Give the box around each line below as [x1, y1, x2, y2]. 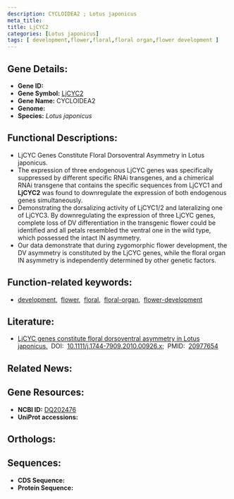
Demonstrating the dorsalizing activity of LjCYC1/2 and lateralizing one [17, 203, 223, 212]
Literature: [7, 315, 55, 327]
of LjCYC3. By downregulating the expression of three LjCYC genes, [17, 211, 216, 219]
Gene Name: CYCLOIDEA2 [17, 96, 96, 105]
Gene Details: [7, 63, 68, 75]
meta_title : [7, 17, 42, 24]
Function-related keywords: [7, 276, 133, 288]
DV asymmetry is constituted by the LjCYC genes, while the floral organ [17, 248, 226, 257]
